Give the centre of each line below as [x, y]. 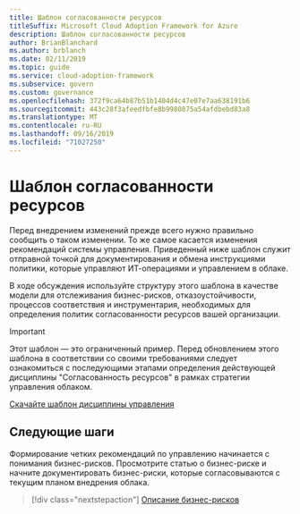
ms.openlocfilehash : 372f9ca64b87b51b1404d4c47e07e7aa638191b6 [130, 101]
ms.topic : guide [39, 68]
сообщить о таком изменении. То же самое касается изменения [133, 240]
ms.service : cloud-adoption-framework [81, 76]
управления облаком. [51, 386]
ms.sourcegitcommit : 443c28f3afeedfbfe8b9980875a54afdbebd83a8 [130, 109]
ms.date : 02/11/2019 [48, 59]
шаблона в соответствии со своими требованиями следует [123, 358]
